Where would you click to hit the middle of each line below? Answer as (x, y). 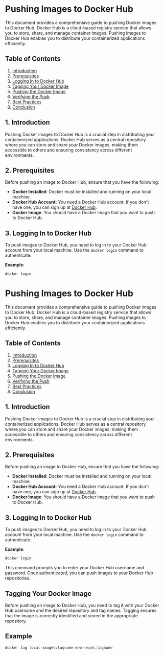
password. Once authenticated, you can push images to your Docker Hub (79, 573)
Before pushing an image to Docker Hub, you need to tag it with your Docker (82, 605)
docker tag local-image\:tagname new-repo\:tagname (59, 648)
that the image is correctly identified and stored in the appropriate (71, 615)
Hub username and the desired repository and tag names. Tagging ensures (81, 610)
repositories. (18, 578)
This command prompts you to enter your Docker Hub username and (75, 568)
